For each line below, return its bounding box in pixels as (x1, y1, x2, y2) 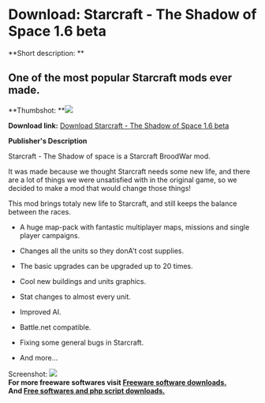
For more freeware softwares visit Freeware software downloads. (8, 377, 227, 387)
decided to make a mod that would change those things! (8, 183, 192, 192)
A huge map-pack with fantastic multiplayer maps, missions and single (19, 222, 250, 232)
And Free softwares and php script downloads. (8, 386, 166, 395)
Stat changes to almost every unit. (19, 292, 132, 301)
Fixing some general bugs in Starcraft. (19, 338, 144, 347)
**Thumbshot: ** (8, 105, 65, 115)
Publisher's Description (8, 136, 88, 145)
